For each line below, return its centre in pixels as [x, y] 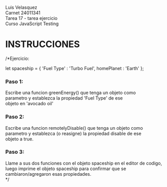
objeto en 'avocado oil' [29, 104]
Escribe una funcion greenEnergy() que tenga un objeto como [71, 93]
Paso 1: [14, 81]
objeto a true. [19, 139]
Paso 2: [15, 117]
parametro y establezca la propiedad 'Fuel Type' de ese [64, 98]
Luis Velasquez [21, 7]
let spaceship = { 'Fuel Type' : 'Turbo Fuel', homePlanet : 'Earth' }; [75, 68]
